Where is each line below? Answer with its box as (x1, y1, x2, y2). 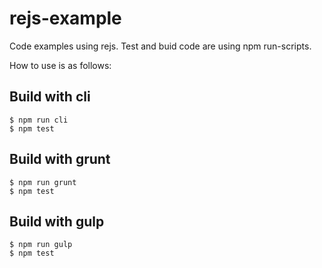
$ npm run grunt (9, 177, 77, 187)
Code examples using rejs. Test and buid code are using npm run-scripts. (9, 40, 312, 52)
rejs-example (9, 7, 122, 30)
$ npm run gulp (9, 240, 73, 250)
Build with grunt (9, 151, 111, 168)
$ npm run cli (9, 115, 69, 125)
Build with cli (9, 88, 91, 106)
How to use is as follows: (9, 59, 112, 71)
